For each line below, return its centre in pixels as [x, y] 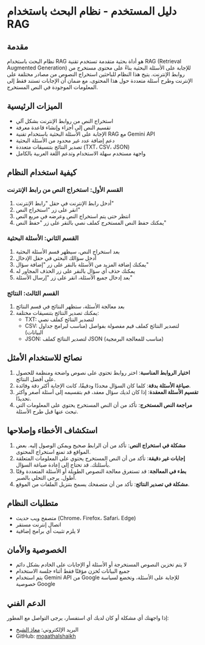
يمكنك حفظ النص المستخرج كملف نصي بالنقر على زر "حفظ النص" [91, 222]
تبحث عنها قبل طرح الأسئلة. [47, 411]
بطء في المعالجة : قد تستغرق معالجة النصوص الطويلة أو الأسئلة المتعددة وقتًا [101, 471]
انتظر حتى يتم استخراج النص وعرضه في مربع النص [73, 216]
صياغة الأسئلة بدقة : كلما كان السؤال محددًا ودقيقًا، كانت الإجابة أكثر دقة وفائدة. [103, 386]
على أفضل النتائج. [36, 379]
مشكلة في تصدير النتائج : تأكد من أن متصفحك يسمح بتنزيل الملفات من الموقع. [102, 484]
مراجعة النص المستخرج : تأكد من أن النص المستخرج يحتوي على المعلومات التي [104, 405]
